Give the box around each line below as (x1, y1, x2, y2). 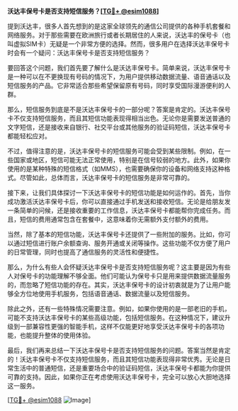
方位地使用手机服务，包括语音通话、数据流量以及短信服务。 (19, 290, 193, 298)
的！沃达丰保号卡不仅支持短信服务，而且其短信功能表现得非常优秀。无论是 (7, 355, 225, 364)
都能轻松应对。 (7, 132, 51, 140)
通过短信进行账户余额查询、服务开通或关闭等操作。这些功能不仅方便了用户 (13, 239, 231, 247)
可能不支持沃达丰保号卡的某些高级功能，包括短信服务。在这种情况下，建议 (7, 313, 225, 322)
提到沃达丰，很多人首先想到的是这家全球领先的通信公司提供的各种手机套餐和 (7, 22, 231, 30)
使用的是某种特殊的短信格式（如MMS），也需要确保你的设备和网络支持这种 (7, 164, 225, 173)
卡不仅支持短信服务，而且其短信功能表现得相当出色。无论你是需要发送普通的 (7, 114, 231, 123)
